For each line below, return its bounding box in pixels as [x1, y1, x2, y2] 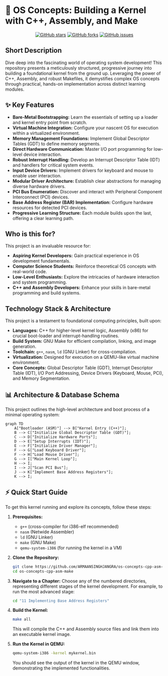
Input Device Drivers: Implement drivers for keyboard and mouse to [12, 167, 154, 173]
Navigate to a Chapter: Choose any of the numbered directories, [12, 578, 147, 584]
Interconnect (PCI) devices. [12, 194, 69, 200]
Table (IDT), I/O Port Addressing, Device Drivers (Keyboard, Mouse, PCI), [12, 370, 163, 376]
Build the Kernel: [12, 607, 49, 613]
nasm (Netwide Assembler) [20, 529, 74, 535]
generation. [12, 343, 37, 350]
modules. [5, 86, 25, 92]
